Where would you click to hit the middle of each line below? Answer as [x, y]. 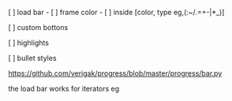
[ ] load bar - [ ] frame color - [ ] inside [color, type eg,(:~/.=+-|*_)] [116, 12]
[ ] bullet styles [32, 58]
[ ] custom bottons [38, 27]
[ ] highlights [29, 43]
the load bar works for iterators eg [64, 88]
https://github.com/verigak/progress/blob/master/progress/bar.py [115, 73]
